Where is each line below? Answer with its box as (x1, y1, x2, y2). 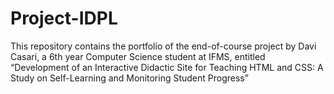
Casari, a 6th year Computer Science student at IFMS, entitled (10, 50, 266, 62)
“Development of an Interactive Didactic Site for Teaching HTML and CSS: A (10, 61, 324, 73)
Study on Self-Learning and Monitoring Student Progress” (10, 72, 249, 84)
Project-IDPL (10, 7, 118, 30)
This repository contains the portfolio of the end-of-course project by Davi (10, 40, 317, 52)
